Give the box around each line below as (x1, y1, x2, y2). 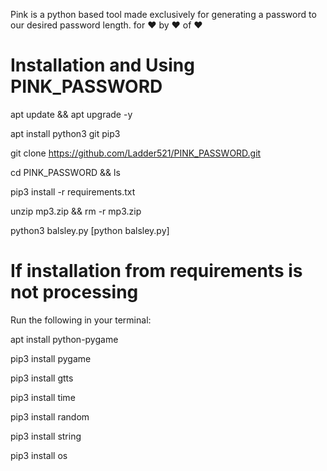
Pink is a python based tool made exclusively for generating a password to (10, 9, 317, 20)
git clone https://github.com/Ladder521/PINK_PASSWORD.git (10, 147, 262, 159)
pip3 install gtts (10, 372, 74, 384)
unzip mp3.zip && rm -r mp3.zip (10, 205, 142, 217)
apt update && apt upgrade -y (10, 108, 133, 120)
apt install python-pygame (10, 333, 119, 345)
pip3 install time (10, 391, 76, 403)
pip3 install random (10, 410, 90, 423)
